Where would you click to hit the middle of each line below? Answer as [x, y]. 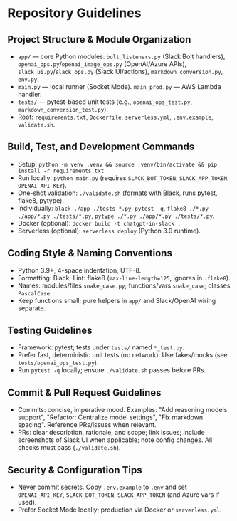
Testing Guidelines [50, 331]
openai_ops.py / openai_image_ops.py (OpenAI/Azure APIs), [102, 64]
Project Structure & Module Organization [99, 40]
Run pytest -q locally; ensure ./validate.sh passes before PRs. [112, 370]
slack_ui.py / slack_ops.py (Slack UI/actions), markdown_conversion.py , [120, 72]
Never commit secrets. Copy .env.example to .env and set [102, 487]
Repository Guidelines [74, 13]
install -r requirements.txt [61, 171]
